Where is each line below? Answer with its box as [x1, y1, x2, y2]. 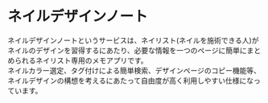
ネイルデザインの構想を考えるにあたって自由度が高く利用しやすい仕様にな [7, 76, 254, 85]
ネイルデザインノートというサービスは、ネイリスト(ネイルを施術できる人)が [7, 35, 259, 45]
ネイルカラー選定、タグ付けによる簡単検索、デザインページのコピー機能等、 [7, 65, 261, 75]
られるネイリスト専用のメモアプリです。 [14, 56, 148, 65]
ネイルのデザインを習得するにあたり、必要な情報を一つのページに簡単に [7, 45, 247, 55]
